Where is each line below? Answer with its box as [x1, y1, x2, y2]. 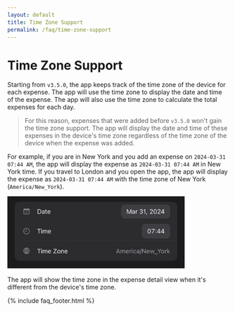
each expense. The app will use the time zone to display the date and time [7, 88, 223, 96]
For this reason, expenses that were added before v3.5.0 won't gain [24, 117, 222, 125]
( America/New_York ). [7, 183, 65, 191]
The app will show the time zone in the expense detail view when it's [7, 275, 206, 284]
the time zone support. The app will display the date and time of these [24, 124, 228, 133]
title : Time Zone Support [7, 18, 83, 26]
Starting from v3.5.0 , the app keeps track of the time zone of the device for [7, 81, 227, 89]
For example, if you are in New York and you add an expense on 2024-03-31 [7, 152, 227, 161]
